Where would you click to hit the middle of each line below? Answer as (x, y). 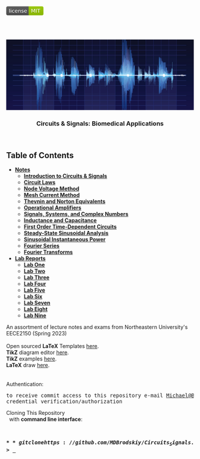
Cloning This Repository (36, 413)
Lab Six (33, 297)
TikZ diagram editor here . (38, 353)
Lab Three (36, 278)
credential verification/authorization (64, 402)
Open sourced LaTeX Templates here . (53, 346)
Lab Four (35, 284)
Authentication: (25, 384)
